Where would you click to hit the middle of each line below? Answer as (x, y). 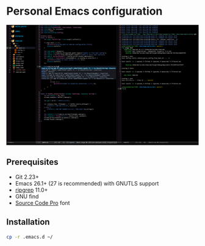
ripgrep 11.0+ (31, 190)
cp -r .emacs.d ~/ (30, 237)
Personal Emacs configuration (85, 11)
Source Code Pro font (42, 203)
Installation (28, 222)
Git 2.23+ (27, 177)
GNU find (27, 196)
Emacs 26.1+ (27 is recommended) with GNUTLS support (87, 183)
